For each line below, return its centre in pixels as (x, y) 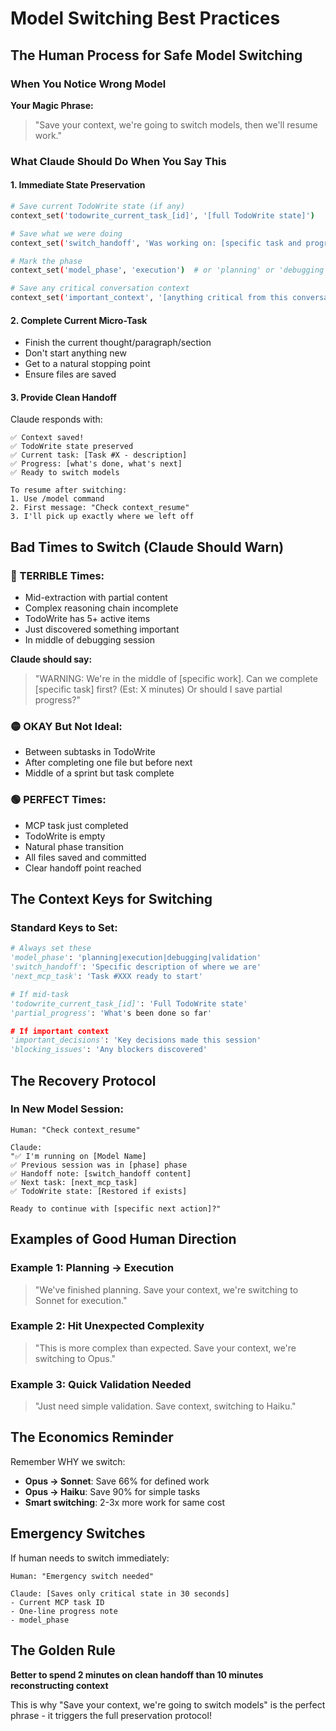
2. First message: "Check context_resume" (100, 508)
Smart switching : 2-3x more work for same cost (124, 1502)
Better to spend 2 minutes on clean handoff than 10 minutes (137, 1674)
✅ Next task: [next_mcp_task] (74, 1182)
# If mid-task (40, 994)
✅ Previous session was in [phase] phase (99, 1165)
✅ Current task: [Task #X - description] (99, 455)
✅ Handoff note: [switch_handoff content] (101, 1173)
